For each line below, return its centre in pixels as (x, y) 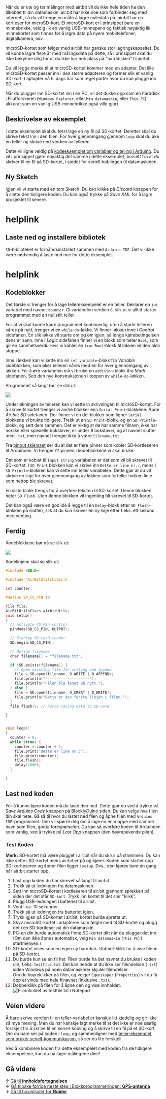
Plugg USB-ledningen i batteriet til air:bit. (54, 901)
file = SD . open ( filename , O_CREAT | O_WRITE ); (63, 692)
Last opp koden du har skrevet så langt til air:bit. (62, 881)
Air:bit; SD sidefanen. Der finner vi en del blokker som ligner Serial (74, 415)
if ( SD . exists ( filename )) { (39, 665)
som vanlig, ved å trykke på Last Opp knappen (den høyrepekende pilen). (80, 832)
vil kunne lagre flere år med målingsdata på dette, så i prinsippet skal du (79, 53)
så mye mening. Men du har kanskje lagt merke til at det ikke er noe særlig (81, 1023)
